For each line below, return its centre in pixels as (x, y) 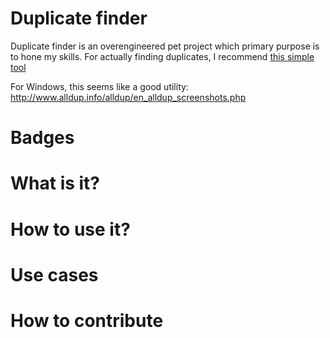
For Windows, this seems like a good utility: (99, 86)
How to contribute (87, 320)
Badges (42, 138)
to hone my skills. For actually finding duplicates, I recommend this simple (162, 56)
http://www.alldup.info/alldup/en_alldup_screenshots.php (128, 97)
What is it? (55, 183)
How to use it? (70, 229)
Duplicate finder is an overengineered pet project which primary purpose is (165, 46)
